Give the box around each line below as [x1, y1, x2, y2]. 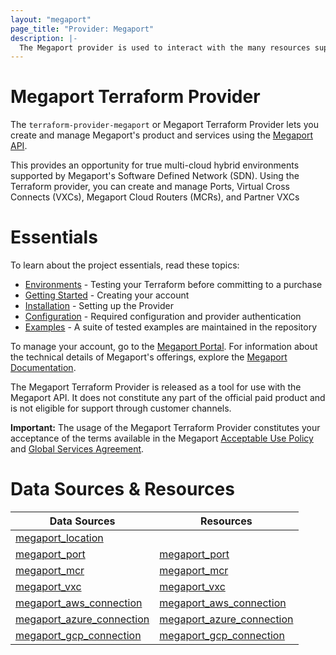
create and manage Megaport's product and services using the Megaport [10, 129, 314, 141]
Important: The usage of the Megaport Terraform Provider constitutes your [10, 422, 321, 434]
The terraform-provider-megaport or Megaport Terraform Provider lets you [10, 119, 319, 131]
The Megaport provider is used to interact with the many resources [19, 42, 311, 53]
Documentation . [10, 362, 77, 374]
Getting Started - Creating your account [24, 289, 190, 301]
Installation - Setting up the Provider [24, 300, 174, 312]
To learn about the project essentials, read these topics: [10, 259, 240, 271]
